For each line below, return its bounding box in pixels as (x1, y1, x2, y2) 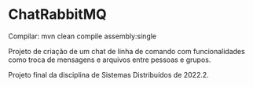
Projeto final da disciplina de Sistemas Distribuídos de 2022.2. (8, 70, 210, 79)
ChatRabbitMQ (8, 5, 108, 24)
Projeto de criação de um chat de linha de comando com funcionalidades (8, 46, 245, 56)
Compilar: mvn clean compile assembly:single (8, 31, 157, 41)
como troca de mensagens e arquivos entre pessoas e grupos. (8, 55, 211, 64)
